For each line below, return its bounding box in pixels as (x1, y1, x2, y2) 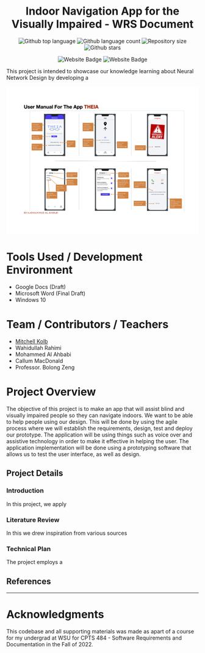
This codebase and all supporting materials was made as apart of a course (6, 628, 194, 635)
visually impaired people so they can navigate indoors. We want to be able (6, 412, 193, 419)
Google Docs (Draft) (15, 284, 66, 291)
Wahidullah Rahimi (15, 344, 62, 352)
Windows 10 (15, 296, 46, 304)
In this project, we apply (6, 500, 67, 507)
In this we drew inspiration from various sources (6, 529, 128, 537)
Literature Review (6, 515, 60, 524)
